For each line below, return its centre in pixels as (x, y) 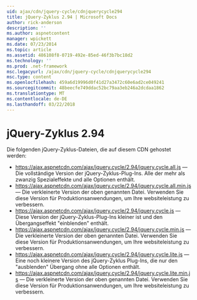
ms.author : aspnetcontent (38, 33)
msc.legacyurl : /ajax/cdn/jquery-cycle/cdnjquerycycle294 (79, 72)
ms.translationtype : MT (36, 93)
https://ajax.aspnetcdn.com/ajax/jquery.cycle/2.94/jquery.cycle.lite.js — (102, 255)
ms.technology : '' (29, 60)
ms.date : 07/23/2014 (32, 45)
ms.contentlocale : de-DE (37, 99)
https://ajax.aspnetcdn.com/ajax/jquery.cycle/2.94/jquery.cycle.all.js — (101, 167)
